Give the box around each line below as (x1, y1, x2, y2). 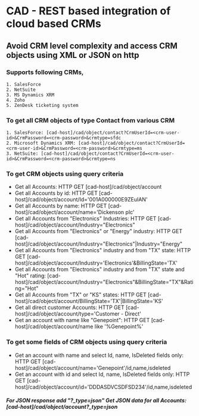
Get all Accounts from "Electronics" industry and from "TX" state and (14, 266, 185, 273)
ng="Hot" (14, 285, 39, 292)
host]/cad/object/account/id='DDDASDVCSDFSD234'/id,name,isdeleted (14, 383, 192, 390)
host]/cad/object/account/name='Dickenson (14, 209, 125, 216)
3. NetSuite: (6, 151, 39, 157)
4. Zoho (6, 97, 26, 103)
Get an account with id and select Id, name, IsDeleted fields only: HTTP (14, 371, 190, 378)
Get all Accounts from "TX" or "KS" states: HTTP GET (14, 291, 147, 298)
